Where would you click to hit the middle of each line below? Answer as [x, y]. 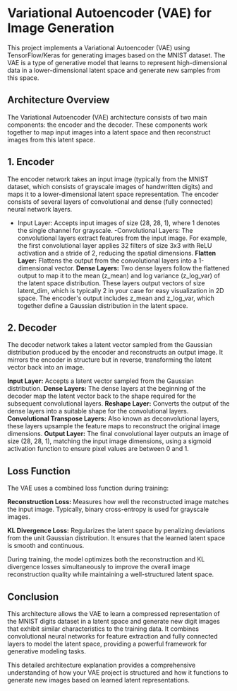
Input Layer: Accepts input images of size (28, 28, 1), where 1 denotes [119, 223]
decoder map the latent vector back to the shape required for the [102, 396]
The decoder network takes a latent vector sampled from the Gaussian [110, 345]
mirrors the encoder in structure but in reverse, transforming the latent [109, 360]
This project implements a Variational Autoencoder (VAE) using [99, 47]
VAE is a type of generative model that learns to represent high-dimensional [117, 62]
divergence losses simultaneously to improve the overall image [99, 567]
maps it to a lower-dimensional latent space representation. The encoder [113, 194]
